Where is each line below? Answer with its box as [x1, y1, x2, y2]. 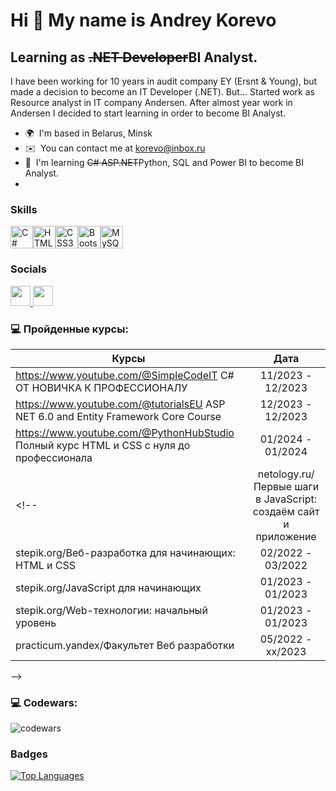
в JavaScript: [255, 492, 318, 506]
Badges [10, 747, 48, 761]
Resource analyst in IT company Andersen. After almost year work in [10, 97, 293, 108]
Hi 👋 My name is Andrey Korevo [10, 9, 277, 32]
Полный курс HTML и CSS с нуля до [15, 438, 191, 452]
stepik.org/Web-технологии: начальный [15, 603, 208, 617]
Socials [10, 262, 47, 276]
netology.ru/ [257, 467, 315, 481]
